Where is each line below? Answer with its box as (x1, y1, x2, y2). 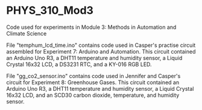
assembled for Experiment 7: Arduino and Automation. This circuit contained (6, 47, 196, 55)
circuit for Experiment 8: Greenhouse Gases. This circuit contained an (6, 79, 180, 86)
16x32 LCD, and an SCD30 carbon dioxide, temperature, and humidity (6, 91, 180, 99)
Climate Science (6, 29, 47, 37)
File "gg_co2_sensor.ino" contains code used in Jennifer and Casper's (6, 72, 181, 79)
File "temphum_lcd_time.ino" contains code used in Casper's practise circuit (6, 41, 196, 49)
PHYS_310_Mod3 (6, 4, 93, 17)
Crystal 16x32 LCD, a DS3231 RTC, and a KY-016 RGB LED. (6, 61, 152, 68)
